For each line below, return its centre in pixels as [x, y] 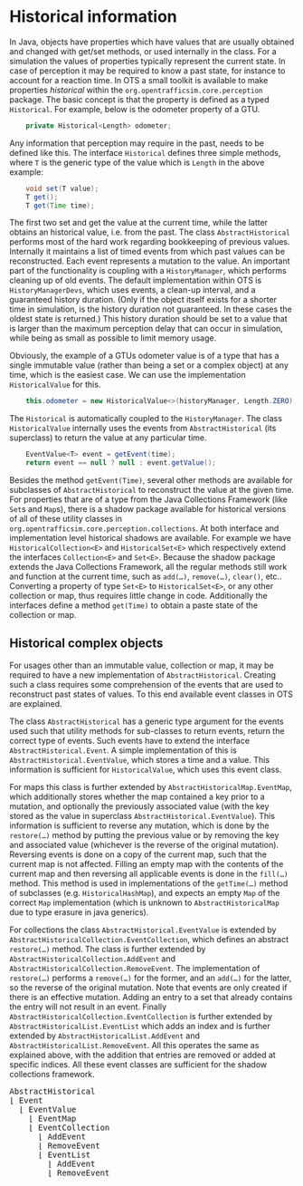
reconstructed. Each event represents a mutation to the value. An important [150, 261]
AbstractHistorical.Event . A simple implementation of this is [123, 750]
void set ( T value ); [62, 188]
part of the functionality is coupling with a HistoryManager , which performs [148, 271]
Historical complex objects [86, 644]
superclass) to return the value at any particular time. [108, 438]
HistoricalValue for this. [55, 385]
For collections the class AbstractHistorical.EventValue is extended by [143, 930]
